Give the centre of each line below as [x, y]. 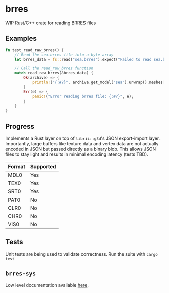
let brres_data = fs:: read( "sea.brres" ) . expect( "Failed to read [83, 59]
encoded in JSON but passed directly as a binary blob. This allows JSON [81, 149]
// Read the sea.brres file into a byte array [64, 55]
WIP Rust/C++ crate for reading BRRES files [51, 23]
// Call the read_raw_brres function [54, 68]
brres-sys [21, 274]
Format [17, 166]
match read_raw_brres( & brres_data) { [54, 73]
